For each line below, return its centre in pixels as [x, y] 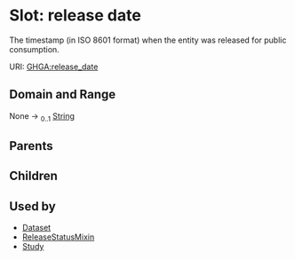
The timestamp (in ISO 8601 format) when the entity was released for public [148, 40]
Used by [32, 206]
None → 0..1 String [42, 117]
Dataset [36, 228]
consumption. [34, 49]
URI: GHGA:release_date [54, 67]
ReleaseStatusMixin [58, 237]
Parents [31, 146]
